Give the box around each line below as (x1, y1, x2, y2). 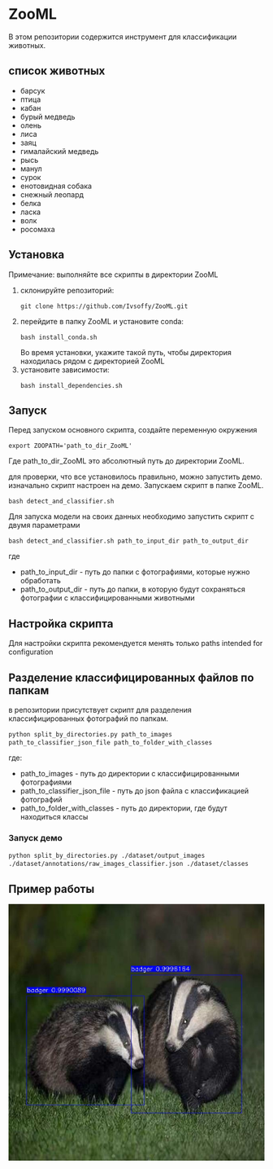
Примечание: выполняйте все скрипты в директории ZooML (8, 270, 219, 279)
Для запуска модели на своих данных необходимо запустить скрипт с (8, 512, 254, 521)
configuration (8, 647, 54, 657)
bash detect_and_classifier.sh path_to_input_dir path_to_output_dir (8, 537, 249, 546)
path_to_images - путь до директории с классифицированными (19, 769, 240, 778)
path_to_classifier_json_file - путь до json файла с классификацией (19, 786, 249, 795)
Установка (8, 248, 65, 261)
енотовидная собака (19, 181, 92, 191)
